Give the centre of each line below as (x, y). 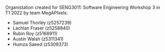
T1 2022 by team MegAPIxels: (37, 13)
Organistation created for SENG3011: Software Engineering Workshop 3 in (83, 7)
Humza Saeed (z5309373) (40, 44)
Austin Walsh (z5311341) (38, 39)
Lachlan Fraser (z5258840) (41, 28)
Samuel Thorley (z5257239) (42, 23)
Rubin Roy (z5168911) (35, 33)
